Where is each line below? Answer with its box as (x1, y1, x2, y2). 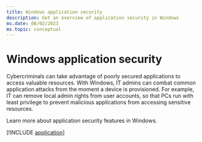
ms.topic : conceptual (6, 26, 62, 32)
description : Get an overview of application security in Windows (6, 15, 179, 21)
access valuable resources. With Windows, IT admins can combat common (6, 79, 196, 86)
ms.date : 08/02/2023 (6, 20, 59, 26)
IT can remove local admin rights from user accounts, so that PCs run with (6, 92, 194, 100)
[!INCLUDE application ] (6, 129, 65, 136)
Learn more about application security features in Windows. (6, 117, 157, 124)
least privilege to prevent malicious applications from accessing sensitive (6, 99, 191, 106)
